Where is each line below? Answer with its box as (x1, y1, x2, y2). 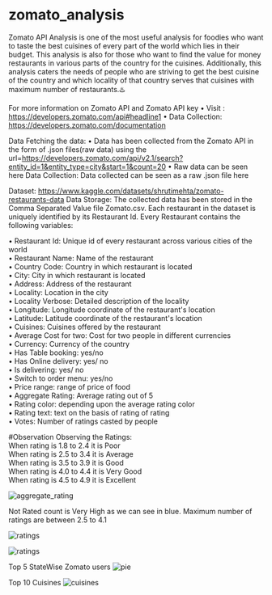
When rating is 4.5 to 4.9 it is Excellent (8, 475, 136, 484)
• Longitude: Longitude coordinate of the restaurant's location (8, 305, 216, 314)
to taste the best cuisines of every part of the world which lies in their (8, 40, 240, 50)
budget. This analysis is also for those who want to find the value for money (8, 49, 261, 59)
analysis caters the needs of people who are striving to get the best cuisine (8, 66, 260, 76)
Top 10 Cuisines (8, 577, 62, 587)
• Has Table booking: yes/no (8, 348, 104, 357)
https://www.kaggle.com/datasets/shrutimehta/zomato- (37, 186, 224, 196)
